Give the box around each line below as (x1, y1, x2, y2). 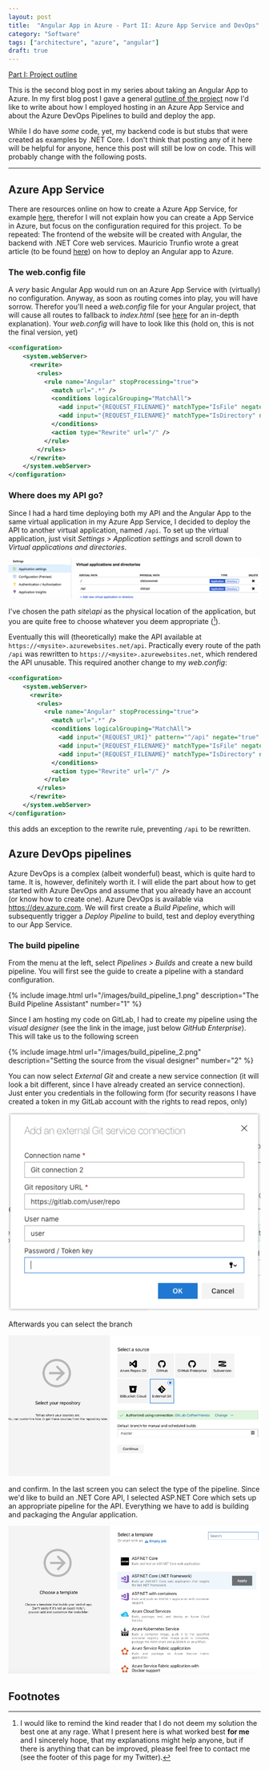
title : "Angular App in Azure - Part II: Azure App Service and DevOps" (8, 21, 260, 30)
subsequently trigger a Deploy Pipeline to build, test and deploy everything (8, 911, 255, 921)
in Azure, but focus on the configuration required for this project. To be (8, 221, 243, 230)
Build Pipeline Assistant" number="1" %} (8, 998, 143, 1008)
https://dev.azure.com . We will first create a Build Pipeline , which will (8, 902, 235, 912)
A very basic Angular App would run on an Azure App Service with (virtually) (8, 285, 261, 294)
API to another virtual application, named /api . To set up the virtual (8, 525, 229, 535)
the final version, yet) (8, 327, 78, 337)
